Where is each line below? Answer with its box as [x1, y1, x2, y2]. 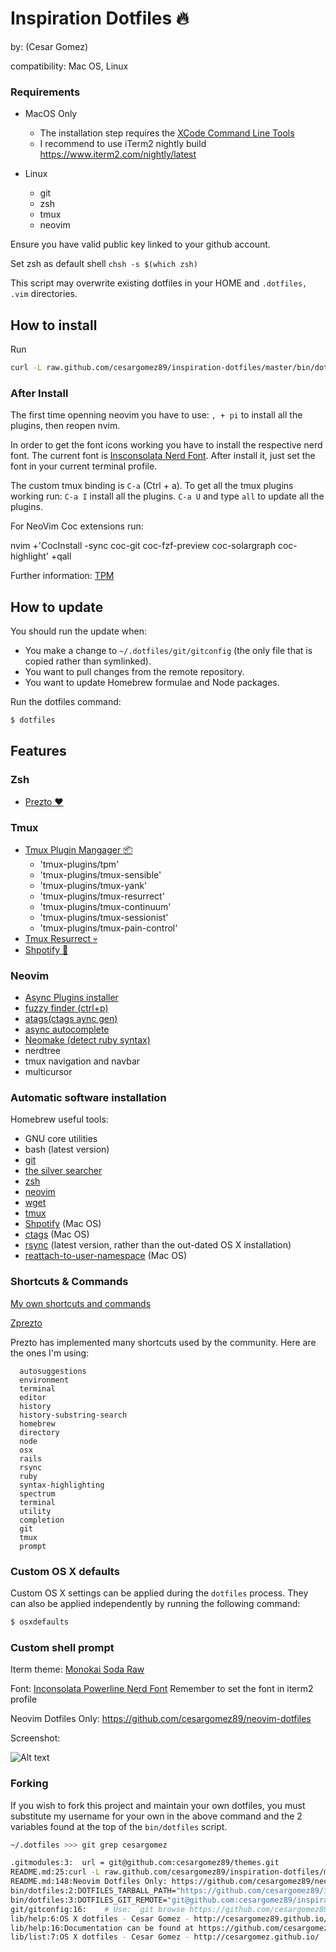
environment [19, 1375, 70, 1385]
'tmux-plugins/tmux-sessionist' [39, 911, 169, 923]
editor [19, 1392, 47, 1402]
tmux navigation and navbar [24, 1055, 141, 1067]
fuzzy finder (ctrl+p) [24, 1002, 109, 1014]
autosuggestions [19, 1366, 87, 1376]
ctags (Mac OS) [24, 1228, 90, 1241]
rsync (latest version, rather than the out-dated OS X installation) [24, 1239, 292, 1251]
